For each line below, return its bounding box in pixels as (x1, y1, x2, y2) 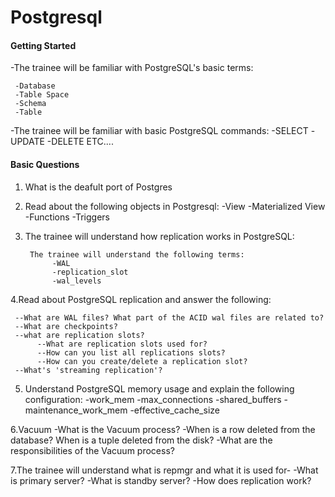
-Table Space (14, 90, 70, 100)
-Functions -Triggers (24, 211, 110, 223)
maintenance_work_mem (24, 404, 128, 416)
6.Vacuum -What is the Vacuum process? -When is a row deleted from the (10, 423, 316, 435)
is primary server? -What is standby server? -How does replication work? (10, 474, 312, 486)
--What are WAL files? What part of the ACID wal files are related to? (14, 312, 325, 323)
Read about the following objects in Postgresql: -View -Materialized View (24, 200, 326, 212)
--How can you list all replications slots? (36, 347, 226, 358)
